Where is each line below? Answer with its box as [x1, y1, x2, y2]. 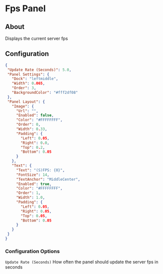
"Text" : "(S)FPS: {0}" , [16, 167, 65, 172]
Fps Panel [5, 3, 46, 14]
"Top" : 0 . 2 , [20, 145, 45, 150]
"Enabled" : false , [16, 113, 54, 118]
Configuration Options [5, 247, 60, 254]
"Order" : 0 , [16, 122, 41, 127]
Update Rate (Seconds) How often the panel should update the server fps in [5, 259, 159, 265]
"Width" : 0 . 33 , [16, 127, 48, 132]
